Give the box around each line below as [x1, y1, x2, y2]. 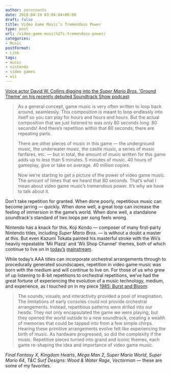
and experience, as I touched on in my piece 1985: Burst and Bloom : [5, 283, 149, 289]
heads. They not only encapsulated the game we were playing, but [17, 309, 158, 315]
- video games [5, 69, 36, 75]
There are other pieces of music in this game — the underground [17, 140, 155, 146]
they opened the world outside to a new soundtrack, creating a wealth [17, 315, 166, 321]
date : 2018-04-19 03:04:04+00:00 [5, 12, 77, 17]
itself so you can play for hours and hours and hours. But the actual [17, 114, 160, 120]
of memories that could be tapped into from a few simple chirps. [17, 320, 153, 326]
